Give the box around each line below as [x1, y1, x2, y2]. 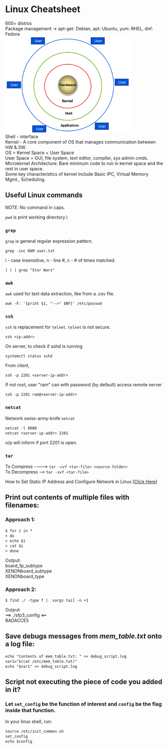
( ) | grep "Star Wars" [5, 267, 55, 273]
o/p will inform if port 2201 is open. [5, 439, 78, 445]
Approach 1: [5, 516, 35, 523]
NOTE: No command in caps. [5, 204, 65, 210]
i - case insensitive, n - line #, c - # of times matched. [5, 257, 116, 263]
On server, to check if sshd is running [5, 344, 83, 350]
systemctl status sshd [5, 354, 53, 359]
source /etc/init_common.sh [5, 729, 64, 734]
